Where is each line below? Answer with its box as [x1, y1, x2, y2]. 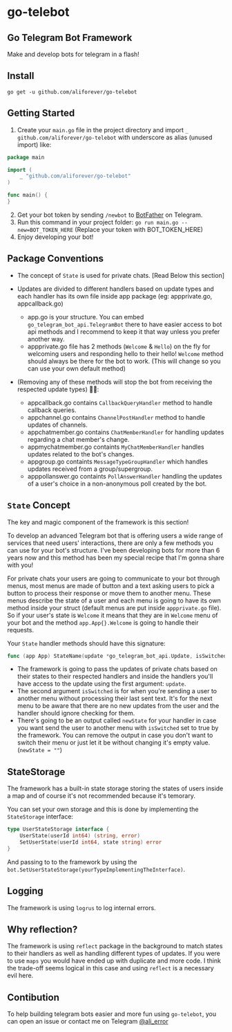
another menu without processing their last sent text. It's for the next [17, 694, 213, 703]
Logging [7, 885, 43, 897]
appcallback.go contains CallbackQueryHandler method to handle [27, 398, 213, 407]
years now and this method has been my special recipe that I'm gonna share [7, 553, 224, 562]
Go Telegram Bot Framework [7, 32, 133, 44]
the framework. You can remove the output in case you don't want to [17, 731, 213, 740]
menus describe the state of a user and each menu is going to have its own [7, 596, 221, 605]
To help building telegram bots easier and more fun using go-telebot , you [7, 1010, 216, 1018]
